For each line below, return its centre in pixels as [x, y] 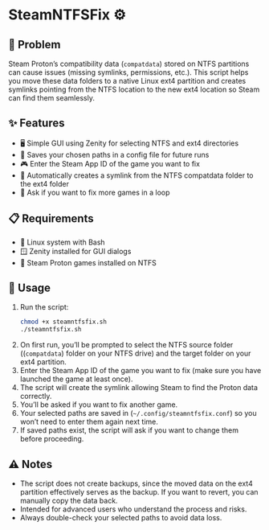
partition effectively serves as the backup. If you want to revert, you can [139, 492]
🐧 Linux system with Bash [63, 242]
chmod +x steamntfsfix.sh [63, 322]
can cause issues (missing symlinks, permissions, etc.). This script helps [128, 72]
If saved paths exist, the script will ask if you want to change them [129, 430]
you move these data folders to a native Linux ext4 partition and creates [127, 81]
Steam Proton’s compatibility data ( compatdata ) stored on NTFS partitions [129, 64]
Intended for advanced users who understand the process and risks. [133, 509]
